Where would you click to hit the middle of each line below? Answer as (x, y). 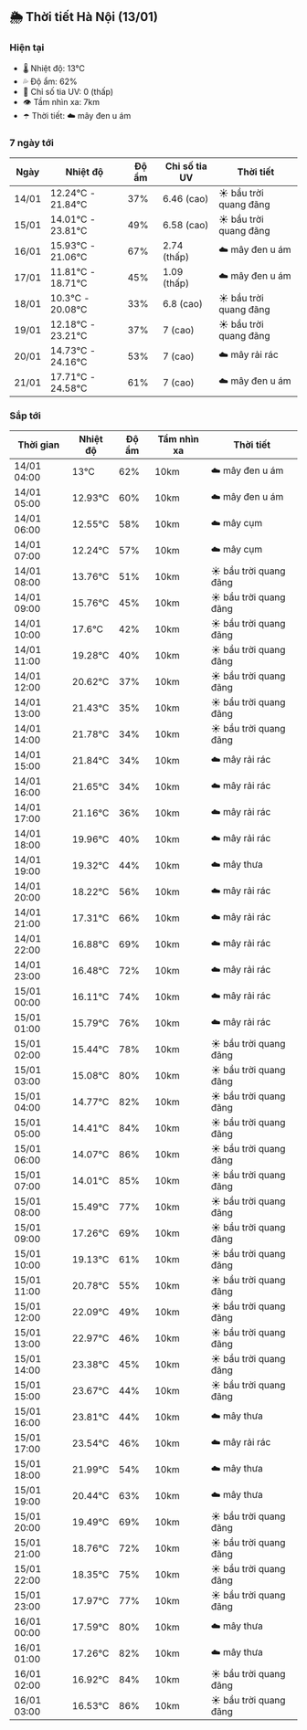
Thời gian (39, 445)
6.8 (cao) (183, 303)
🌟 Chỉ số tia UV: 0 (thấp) (68, 91)
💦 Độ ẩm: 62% (50, 81)
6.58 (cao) (186, 225)
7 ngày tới (32, 142)
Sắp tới (25, 416)
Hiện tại (27, 47)
